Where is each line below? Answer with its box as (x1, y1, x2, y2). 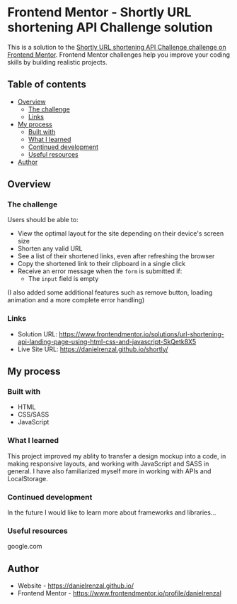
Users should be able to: (7, 216, 79, 224)
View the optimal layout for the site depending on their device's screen (17, 229, 224, 238)
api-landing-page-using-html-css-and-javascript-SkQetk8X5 (17, 337, 197, 346)
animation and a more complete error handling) (7, 296, 145, 304)
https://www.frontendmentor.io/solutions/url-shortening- (59, 329, 224, 338)
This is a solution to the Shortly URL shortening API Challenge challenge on (7, 43, 226, 51)
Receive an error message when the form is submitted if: (17, 267, 183, 275)
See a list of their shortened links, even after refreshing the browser (17, 252, 215, 260)
